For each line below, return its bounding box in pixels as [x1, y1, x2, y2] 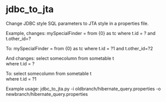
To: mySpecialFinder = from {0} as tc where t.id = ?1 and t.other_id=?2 [6, 45, 153, 51]
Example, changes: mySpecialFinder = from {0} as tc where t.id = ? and [6, 30, 156, 36]
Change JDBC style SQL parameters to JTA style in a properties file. [6, 20, 149, 26]
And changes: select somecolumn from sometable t [6, 55, 114, 61]
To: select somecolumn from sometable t [6, 70, 92, 77]
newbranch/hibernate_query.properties [6, 91, 88, 97]
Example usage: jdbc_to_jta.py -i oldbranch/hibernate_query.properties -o [6, 85, 161, 92]
